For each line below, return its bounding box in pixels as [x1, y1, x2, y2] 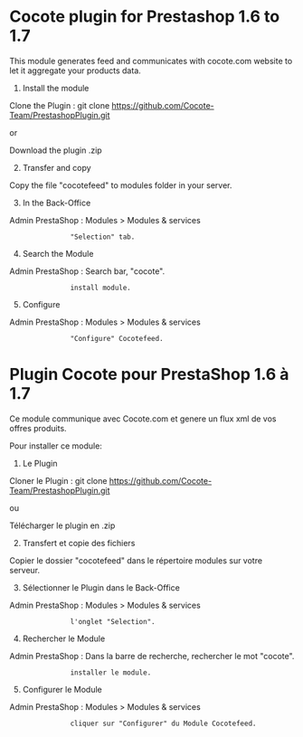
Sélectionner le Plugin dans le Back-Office [22, 581, 181, 593]
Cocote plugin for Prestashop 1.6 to [9, 6, 280, 27]
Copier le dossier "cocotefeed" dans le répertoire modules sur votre [9, 554, 263, 566]
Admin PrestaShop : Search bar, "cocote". [9, 265, 166, 277]
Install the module [22, 82, 90, 93]
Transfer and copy [22, 162, 92, 173]
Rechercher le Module [22, 633, 106, 644]
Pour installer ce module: [9, 440, 102, 451]
